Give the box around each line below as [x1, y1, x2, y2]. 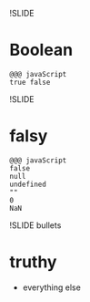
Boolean [9, 40, 74, 60]
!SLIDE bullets [9, 219, 62, 231]
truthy [9, 252, 57, 273]
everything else [22, 282, 82, 293]
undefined [9, 180, 47, 189]
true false [9, 78, 51, 87]
